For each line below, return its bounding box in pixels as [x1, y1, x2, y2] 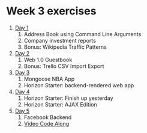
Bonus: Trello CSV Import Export [23, 62, 104, 70]
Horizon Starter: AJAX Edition [23, 101, 97, 108]
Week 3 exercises [6, 4, 97, 18]
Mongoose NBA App [23, 75, 75, 82]
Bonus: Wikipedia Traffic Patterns [23, 43, 107, 51]
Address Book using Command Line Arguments [23, 30, 142, 37]
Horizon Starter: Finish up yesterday [23, 94, 113, 102]
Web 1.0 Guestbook [23, 56, 73, 63]
